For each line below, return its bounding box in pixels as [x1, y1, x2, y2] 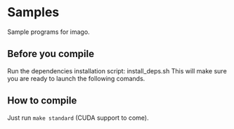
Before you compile [7, 48, 95, 60]
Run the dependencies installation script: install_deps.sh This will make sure [7, 66, 227, 75]
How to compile [7, 94, 77, 106]
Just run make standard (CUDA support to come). [7, 113, 149, 122]
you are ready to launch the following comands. [7, 74, 145, 82]
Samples [7, 4, 60, 20]
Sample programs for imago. [7, 27, 90, 36]
